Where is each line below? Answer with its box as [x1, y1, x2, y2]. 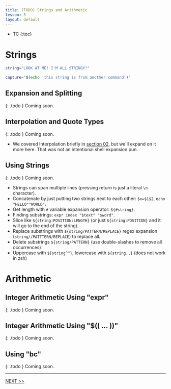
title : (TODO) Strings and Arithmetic [5, 7, 88, 13]
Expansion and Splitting [5, 89, 82, 98]
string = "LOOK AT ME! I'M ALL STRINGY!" [5, 66, 90, 71]
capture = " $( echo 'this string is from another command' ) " [5, 75, 131, 80]
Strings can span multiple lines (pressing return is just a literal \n [12, 184, 148, 190]
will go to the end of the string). [12, 223, 79, 229]
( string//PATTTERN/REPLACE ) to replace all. [12, 233, 101, 239]
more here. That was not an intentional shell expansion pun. [12, 146, 138, 152]
